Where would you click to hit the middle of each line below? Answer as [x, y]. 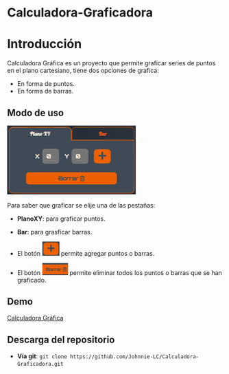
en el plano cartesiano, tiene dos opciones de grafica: [83, 71]
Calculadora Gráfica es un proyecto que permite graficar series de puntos [111, 63]
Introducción [45, 44]
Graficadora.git [40, 364]
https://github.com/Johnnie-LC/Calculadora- [134, 357]
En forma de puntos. [46, 84]
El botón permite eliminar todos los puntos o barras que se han [120, 272]
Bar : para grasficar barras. [55, 232]
